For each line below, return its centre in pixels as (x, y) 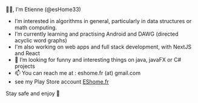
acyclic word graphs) (41, 40)
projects (25, 66)
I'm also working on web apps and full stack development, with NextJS (103, 47)
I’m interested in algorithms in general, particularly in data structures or (103, 21)
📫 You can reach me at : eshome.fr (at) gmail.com (78, 73)
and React (27, 53)
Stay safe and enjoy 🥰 (33, 93)
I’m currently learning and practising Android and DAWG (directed (97, 34)
